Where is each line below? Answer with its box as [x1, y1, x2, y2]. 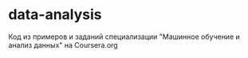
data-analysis [8, 6, 102, 24]
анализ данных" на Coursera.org [8, 40, 118, 49]
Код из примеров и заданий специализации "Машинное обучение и [8, 32, 241, 41]
